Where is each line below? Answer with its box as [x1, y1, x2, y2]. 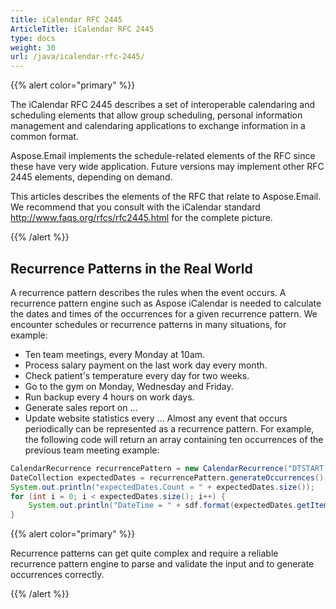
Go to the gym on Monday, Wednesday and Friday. [24, 380, 234, 392]
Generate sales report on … [24, 401, 138, 413]
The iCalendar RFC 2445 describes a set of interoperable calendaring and [10, 99, 315, 111]
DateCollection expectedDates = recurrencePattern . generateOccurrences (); [10, 472, 329, 483]
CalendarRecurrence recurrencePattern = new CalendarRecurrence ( [10, 463, 288, 473]
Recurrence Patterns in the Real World [10, 260, 253, 277]
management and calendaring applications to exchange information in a [10, 120, 306, 132]
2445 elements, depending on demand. [10, 171, 173, 183]
